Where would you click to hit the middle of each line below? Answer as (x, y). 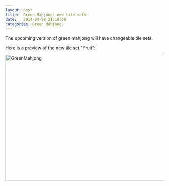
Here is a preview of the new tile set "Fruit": (50, 48)
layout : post (19, 10)
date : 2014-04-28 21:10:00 (36, 19)
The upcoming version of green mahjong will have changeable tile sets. (79, 38)
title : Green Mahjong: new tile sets (46, 15)
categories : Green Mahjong (33, 24)
